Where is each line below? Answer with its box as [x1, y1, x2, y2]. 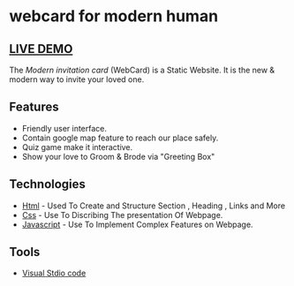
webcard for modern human [9, 6, 219, 26]
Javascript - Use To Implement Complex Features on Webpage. [21, 219, 253, 230]
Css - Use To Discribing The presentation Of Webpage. [21, 209, 223, 220]
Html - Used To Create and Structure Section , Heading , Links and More [21, 200, 285, 211]
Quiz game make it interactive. [21, 141, 133, 152]
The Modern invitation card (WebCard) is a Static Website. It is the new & [9, 64, 275, 75]
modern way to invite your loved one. [9, 74, 145, 85]
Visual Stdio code [21, 267, 87, 279]
